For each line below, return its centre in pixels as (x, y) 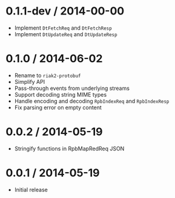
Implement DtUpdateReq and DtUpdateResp (66, 34)
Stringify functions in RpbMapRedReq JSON (69, 148)
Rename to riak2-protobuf (48, 75)
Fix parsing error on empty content (58, 107)
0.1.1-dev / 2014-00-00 (65, 11)
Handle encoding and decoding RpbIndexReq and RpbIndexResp (92, 101)
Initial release (31, 190)
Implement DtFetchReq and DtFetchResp (63, 28)
